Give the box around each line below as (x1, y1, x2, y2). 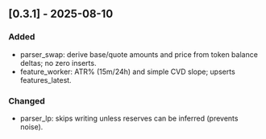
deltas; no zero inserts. (19, 58, 97, 67)
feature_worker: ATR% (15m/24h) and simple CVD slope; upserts (19, 67, 235, 76)
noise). (19, 121, 44, 132)
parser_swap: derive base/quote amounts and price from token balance (19, 49, 258, 59)
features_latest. (19, 75, 72, 84)
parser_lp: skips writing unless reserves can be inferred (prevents (19, 113, 239, 123)
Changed (8, 95, 46, 106)
